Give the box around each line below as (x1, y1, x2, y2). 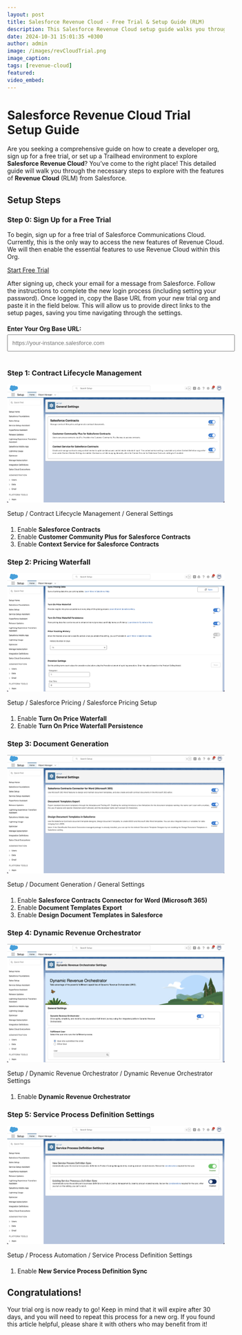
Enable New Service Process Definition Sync (17, 1267, 148, 1276)
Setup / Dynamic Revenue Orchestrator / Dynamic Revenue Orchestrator (7, 1069, 213, 1077)
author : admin (7, 40, 48, 48)
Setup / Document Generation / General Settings (7, 881, 145, 889)
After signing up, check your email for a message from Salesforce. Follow (7, 280, 216, 288)
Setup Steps (7, 194, 61, 206)
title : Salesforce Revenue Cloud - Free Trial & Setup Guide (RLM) (7, 18, 205, 26)
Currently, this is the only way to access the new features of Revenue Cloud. (7, 238, 224, 247)
